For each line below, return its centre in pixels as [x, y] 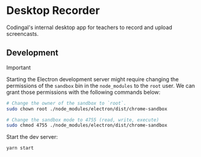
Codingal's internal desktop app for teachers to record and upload [89, 27]
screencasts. [23, 33]
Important [19, 67]
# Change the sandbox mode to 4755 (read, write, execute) [83, 120]
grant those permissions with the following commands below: [83, 92]
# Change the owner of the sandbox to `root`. [66, 103]
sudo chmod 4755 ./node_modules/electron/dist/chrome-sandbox [87, 125]
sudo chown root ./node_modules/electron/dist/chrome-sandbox [87, 109]
